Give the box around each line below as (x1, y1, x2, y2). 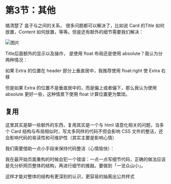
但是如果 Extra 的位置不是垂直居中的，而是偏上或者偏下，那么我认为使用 (5, 84, 157, 90)
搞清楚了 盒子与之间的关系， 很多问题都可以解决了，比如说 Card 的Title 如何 (5, 22, 164, 28)
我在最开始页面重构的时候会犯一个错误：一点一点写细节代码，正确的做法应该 (5, 156, 166, 162)
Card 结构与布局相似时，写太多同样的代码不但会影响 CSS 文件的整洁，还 (11, 128, 163, 134)
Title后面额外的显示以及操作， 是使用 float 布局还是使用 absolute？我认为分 (5, 50, 163, 56)
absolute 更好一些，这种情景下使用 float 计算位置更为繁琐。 (5, 91, 130, 97)
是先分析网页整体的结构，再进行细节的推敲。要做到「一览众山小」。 (5, 162, 146, 168)
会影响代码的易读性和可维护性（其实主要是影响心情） (5, 134, 117, 140)
